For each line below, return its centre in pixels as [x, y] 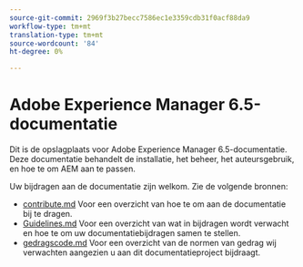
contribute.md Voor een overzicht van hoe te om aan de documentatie [154, 204]
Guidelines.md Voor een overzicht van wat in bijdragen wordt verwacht [156, 223]
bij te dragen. [47, 214]
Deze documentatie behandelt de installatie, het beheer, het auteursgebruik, [152, 159]
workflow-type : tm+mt [50, 26]
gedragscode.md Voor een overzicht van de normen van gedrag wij [150, 243]
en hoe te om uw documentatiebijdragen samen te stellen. [131, 233]
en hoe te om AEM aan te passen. [73, 169]
